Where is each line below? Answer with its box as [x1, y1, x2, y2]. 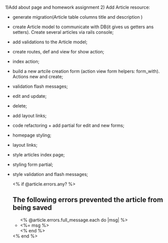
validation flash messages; [12, 83, 68, 89]
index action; [12, 58, 40, 65]
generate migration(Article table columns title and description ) [12, 14, 143, 20]
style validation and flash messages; [12, 171, 89, 177]
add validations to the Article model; [12, 39, 88, 45]
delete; [12, 103, 27, 109]
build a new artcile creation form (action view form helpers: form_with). [12, 68, 160, 74]
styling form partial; [12, 161, 53, 167]
